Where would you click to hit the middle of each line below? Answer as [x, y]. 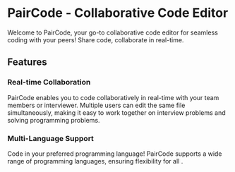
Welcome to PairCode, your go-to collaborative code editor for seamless [113, 32]
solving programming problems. [54, 120]
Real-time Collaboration [49, 82]
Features [27, 62]
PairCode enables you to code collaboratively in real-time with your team [113, 97]
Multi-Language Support [50, 138]
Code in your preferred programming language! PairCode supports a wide [115, 154]
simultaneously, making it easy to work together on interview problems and [116, 112]
